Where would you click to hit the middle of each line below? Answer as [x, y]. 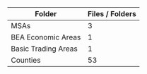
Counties [26, 60]
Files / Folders [112, 14]
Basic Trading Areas [44, 49]
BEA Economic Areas [46, 37]
